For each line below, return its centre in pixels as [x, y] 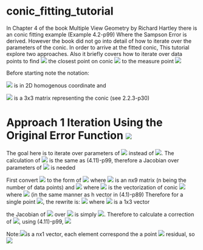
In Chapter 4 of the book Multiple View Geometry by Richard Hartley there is [102, 28]
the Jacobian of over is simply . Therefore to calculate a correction [100, 214]
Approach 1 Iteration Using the [84, 123]
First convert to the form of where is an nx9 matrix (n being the [96, 180]
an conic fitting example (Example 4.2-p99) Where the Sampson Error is [97, 34]
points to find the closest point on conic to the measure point [90, 61]
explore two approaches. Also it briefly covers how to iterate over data [94, 54]
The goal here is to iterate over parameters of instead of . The [90, 153]
